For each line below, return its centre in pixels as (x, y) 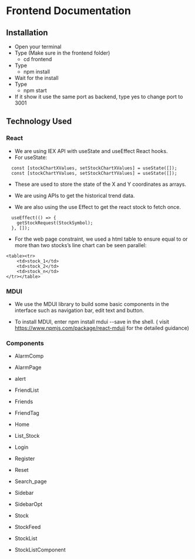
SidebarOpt (28, 504)
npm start (35, 90)
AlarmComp (29, 356)
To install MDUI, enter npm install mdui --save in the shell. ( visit (92, 321)
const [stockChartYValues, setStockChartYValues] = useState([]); (94, 173)
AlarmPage (28, 367)
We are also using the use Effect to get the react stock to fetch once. (97, 207)
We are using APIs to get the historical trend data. (75, 195)
